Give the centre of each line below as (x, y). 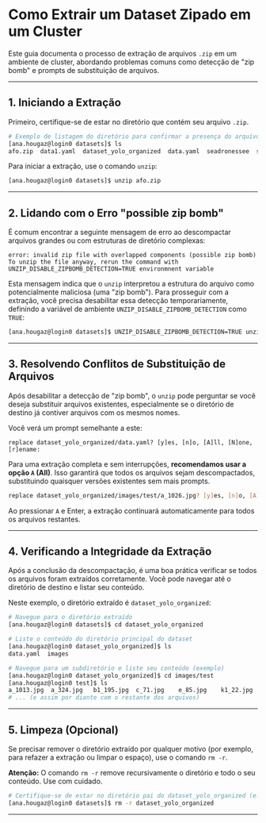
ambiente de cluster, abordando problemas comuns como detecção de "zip (131, 62)
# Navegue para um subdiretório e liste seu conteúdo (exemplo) (116, 668)
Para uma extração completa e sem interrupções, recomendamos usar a (127, 464)
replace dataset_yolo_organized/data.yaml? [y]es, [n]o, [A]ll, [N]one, (131, 442)
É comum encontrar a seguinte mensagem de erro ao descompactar (120, 233)
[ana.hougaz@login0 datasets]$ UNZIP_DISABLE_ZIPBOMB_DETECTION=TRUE (125, 332)
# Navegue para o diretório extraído (70, 617)
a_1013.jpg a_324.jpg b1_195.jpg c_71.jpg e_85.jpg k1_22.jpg (131, 690)
